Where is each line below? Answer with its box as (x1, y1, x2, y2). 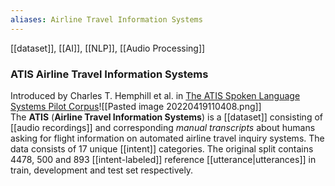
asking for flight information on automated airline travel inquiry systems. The (10, 132, 325, 144)
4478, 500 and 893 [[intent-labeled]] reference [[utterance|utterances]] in (10, 153, 317, 165)
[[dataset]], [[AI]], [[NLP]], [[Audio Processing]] (10, 42, 206, 54)
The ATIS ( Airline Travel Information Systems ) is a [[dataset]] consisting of (10, 111, 323, 123)
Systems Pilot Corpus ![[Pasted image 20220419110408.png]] (10, 100, 262, 112)
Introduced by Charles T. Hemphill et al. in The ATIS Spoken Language (10, 89, 301, 101)
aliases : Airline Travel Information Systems (10, 14, 203, 25)
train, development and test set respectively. (10, 164, 194, 176)
